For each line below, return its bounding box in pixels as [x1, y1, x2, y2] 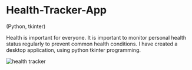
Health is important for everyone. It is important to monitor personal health [6, 34, 187, 41]
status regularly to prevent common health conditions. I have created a [6, 40, 178, 47]
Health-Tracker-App [6, 3, 107, 17]
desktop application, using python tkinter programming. [6, 46, 141, 53]
